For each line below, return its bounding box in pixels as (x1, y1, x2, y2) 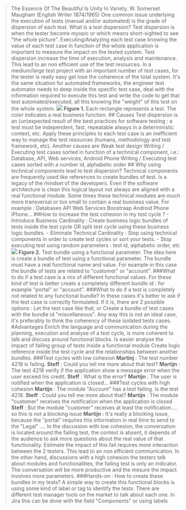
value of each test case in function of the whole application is (10, 42, 159, 49)
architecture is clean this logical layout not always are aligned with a (10, 186, 175, 192)
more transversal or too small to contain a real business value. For (10, 198, 170, 205)
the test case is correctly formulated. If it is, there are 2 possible (10, 298, 165, 305)
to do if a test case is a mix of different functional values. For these (10, 274, 171, 280)
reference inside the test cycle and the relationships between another (10, 348, 178, 355)
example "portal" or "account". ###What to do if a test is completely (10, 286, 176, 293)
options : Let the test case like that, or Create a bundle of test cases (10, 305, 174, 312)
